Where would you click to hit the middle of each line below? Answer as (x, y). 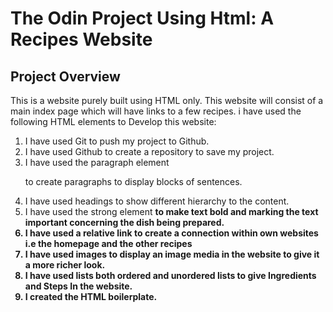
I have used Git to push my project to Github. (117, 141)
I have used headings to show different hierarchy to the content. (157, 201)
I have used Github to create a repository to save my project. (149, 151)
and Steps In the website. (78, 286)
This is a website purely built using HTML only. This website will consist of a (167, 100)
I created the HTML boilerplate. (91, 296)
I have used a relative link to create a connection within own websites (171, 233)
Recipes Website (81, 39)
